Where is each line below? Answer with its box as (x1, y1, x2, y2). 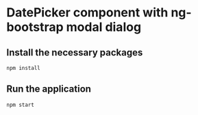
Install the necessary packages (6, 47, 143, 58)
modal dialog (66, 19, 142, 35)
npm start (6, 101, 35, 108)
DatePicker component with (6, 5, 169, 21)
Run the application (6, 84, 92, 95)
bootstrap (6, 19, 64, 35)
